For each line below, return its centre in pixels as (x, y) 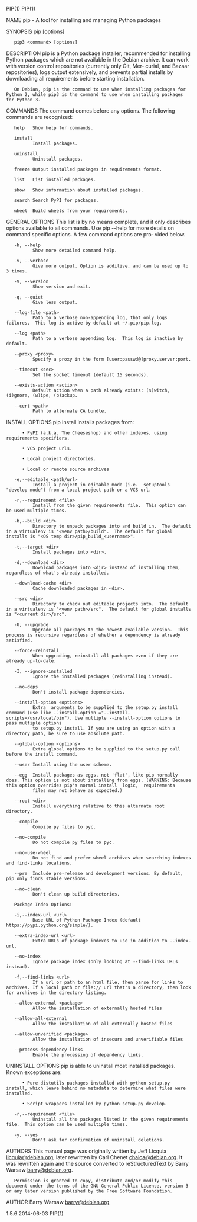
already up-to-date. (32, 661)
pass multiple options (34, 723)
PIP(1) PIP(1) (21, 9)
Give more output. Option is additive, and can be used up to (110, 266)
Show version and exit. (62, 287)
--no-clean (27, 889)
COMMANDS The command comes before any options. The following (91, 111)
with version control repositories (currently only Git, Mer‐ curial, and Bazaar (98, 66)
